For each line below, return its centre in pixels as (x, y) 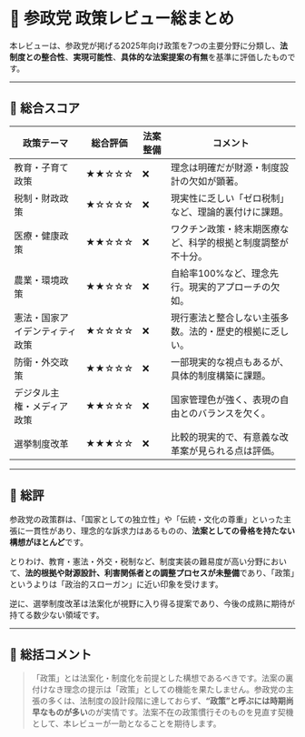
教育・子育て (42, 167)
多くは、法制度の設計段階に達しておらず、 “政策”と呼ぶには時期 (167, 701)
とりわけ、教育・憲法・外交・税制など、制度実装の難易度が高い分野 (136, 561)
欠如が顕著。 (216, 181)
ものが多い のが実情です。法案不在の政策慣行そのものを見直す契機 (171, 712)
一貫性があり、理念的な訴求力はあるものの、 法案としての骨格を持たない (160, 530)
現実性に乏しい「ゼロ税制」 (230, 198)
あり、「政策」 (271, 572)
